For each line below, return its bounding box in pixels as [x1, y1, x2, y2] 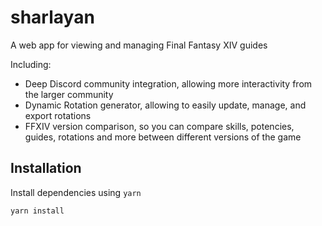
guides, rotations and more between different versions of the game [24, 131, 302, 143]
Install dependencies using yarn [10, 186, 142, 198]
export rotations [24, 109, 92, 121]
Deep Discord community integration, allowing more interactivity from [24, 77, 313, 90]
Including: [10, 58, 52, 70]
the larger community [24, 88, 114, 100]
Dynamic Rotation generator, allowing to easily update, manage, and [24, 99, 307, 111]
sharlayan [10, 6, 95, 29]
